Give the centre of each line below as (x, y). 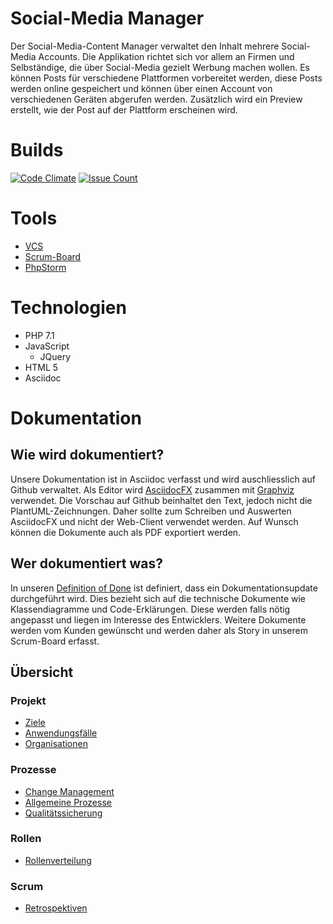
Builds (37, 150)
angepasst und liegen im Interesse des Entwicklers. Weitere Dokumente (158, 619)
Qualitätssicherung (63, 813)
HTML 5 (41, 367)
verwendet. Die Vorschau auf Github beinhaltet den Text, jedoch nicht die (161, 500)
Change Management (69, 791)
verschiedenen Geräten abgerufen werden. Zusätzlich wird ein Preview (156, 99)
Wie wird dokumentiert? (87, 455)
